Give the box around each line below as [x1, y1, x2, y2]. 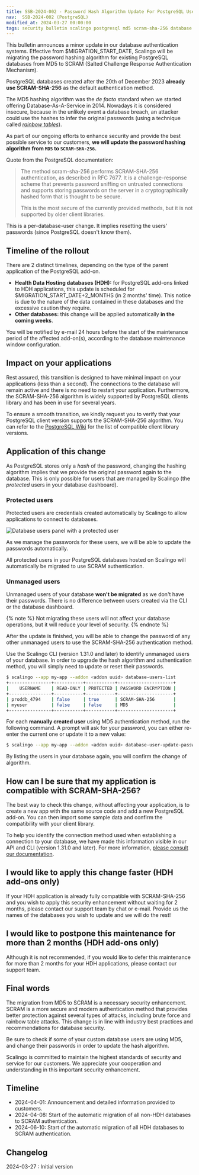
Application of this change [6, 446, 106, 456]
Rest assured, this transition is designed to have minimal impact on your [6, 374, 182, 381]
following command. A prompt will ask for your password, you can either [6, 725, 184, 732]
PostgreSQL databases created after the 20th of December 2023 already [6, 78, 185, 85]
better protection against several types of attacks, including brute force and [6, 1012, 191, 1019]
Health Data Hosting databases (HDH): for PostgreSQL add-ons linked [14, 279, 188, 286]
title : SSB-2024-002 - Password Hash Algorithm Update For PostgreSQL [6, 8, 184, 15]
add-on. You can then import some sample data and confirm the [6, 814, 163, 821]
